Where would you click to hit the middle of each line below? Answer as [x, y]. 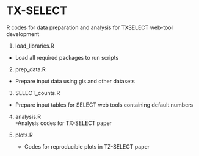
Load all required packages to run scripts [67, 57]
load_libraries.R [34, 46]
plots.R [24, 135]
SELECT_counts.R [38, 93]
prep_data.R [30, 69]
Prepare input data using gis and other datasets [75, 81]
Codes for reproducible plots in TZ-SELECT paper [87, 146]
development [23, 34]
